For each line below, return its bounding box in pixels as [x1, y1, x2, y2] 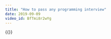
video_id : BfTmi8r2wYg [5, 16, 52, 21]
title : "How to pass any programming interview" [5, 7, 107, 12]
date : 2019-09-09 [5, 12, 41, 16]
